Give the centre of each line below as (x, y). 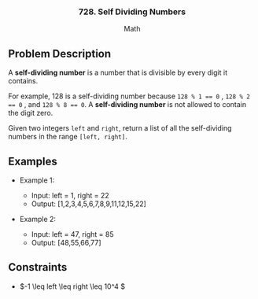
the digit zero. (31, 113)
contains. (23, 81)
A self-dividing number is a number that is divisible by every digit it (118, 72)
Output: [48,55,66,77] (66, 242)
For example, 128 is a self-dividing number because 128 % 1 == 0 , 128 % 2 (129, 96)
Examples (33, 161)
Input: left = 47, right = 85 (72, 234)
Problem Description (60, 54)
